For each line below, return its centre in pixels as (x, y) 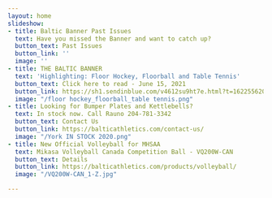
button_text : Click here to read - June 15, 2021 (100, 84)
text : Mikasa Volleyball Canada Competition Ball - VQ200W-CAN (124, 152)
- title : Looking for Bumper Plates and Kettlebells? (101, 106)
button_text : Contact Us (57, 122)
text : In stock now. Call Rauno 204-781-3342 (93, 114)
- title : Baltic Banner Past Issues (69, 31)
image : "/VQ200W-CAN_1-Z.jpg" (66, 174)
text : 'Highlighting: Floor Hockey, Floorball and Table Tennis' (128, 76)
